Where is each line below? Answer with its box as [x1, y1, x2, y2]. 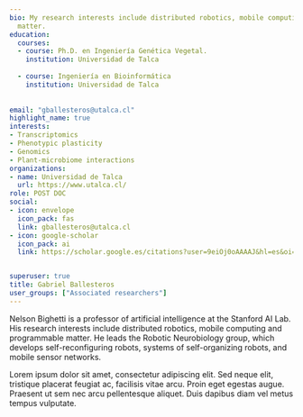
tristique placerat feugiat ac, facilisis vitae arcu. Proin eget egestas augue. [9, 378, 285, 389]
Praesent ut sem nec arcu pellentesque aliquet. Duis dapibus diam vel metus [9, 388, 294, 399]
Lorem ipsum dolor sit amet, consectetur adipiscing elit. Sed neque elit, [9, 368, 273, 379]
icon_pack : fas [17, 213, 75, 223]
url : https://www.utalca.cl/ [17, 181, 127, 190]
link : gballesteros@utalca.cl [17, 222, 131, 231]
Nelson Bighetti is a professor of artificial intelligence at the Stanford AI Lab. [9, 313, 291, 324]
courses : [17, 38, 50, 48]
